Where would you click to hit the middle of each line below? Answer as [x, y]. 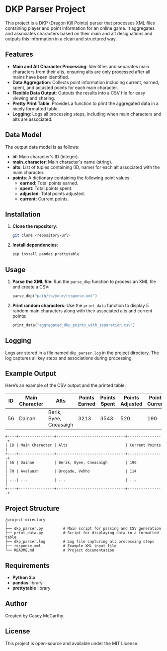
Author [16, 604]
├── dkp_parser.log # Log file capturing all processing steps [80, 542]
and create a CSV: [31, 286]
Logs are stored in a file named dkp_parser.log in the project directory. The [82, 353]
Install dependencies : [35, 245]
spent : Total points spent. [46, 188]
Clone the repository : [35, 226]
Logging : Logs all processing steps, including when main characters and [87, 114]
